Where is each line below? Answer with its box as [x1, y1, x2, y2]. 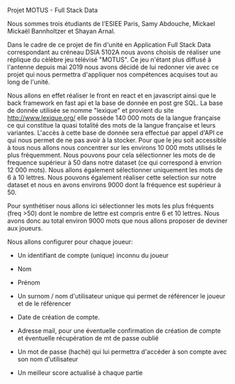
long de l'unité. [7, 78, 50, 86]
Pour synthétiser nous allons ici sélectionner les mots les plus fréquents [7, 202, 215, 210]
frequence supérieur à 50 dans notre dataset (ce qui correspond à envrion [7, 158, 222, 167]
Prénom [17, 278, 41, 287]
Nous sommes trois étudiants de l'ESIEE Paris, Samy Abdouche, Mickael [7, 20, 215, 27]
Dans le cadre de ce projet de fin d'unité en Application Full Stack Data [7, 41, 211, 48]
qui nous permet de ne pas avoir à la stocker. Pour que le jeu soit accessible [7, 136, 227, 144]
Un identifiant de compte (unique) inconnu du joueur [17, 252, 169, 259]
